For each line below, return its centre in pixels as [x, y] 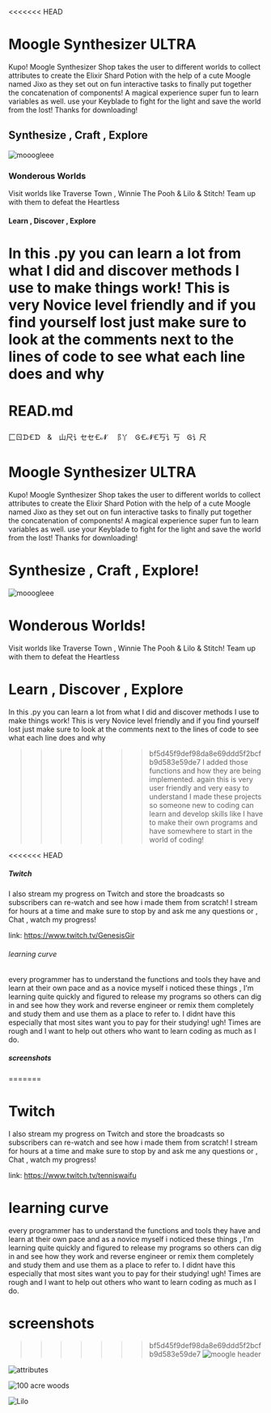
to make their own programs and [203, 822]
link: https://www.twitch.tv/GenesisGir [72, 936]
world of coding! [177, 839]
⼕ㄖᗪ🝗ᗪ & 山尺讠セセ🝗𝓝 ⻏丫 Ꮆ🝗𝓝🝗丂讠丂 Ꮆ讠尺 [108, 437]
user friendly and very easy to [199, 788]
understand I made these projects [205, 796]
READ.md [41, 411]
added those [227, 762]
